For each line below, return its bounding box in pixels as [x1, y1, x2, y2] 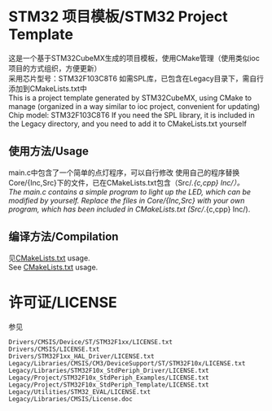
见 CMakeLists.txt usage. [8, 253, 91, 263]
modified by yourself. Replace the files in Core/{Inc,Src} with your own [8, 195, 245, 205]
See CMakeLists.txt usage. [8, 262, 99, 272]
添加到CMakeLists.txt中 [8, 83, 87, 94]
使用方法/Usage [8, 144, 90, 159]
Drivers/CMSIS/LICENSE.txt [8, 345, 100, 353]
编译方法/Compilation [8, 230, 119, 244]
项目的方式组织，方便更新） [8, 63, 102, 73]
